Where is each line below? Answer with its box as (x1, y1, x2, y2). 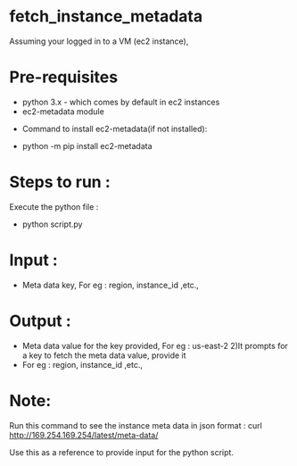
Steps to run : (9, 172, 111, 193)
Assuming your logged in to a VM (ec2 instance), (9, 36, 189, 46)
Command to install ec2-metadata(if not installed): (21, 123, 208, 134)
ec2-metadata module (21, 105, 104, 117)
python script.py (21, 219, 83, 229)
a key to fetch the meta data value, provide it (21, 350, 186, 361)
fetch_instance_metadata (9, 6, 203, 27)
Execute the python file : (9, 201, 99, 212)
